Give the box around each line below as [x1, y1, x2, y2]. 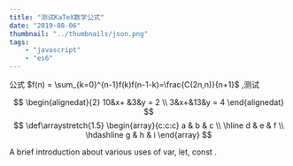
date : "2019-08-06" [9, 21, 81, 30]
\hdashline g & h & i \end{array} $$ [85, 130, 212, 140]
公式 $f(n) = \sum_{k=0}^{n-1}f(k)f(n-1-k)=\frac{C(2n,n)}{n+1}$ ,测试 [9, 79, 260, 89]
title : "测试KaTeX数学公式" [9, 12, 104, 22]
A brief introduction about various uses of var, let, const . [9, 147, 217, 157]
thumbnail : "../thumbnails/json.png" [9, 29, 149, 38]
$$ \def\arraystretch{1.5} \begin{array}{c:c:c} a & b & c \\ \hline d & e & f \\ [12, 120, 285, 131]
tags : [9, 37, 29, 47]
